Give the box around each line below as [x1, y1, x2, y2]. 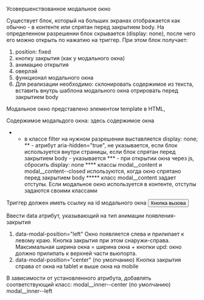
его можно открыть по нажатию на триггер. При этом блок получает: [6, 37, 188, 43]
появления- [145, 212, 177, 219]
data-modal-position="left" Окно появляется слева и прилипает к [15, 231, 185, 237]
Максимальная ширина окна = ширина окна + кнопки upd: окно [15, 243, 182, 250]
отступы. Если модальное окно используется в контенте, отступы [24, 181, 197, 187]
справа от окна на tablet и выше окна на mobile [15, 263, 139, 270]
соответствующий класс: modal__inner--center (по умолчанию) [6, 281, 171, 288]
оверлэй [15, 68, 38, 75]
